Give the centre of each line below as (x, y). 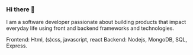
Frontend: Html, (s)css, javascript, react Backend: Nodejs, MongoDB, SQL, (97, 40)
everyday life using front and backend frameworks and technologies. (90, 28)
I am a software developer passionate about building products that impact (96, 22)
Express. (17, 46)
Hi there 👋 (21, 9)
